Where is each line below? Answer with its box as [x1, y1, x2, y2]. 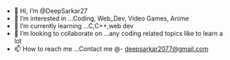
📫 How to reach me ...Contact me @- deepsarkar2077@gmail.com [13, 44, 209, 53]
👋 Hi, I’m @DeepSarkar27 [13, 7, 88, 15]
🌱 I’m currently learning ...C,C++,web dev [13, 22, 134, 30]
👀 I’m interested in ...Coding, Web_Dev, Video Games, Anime [13, 14, 189, 23]
